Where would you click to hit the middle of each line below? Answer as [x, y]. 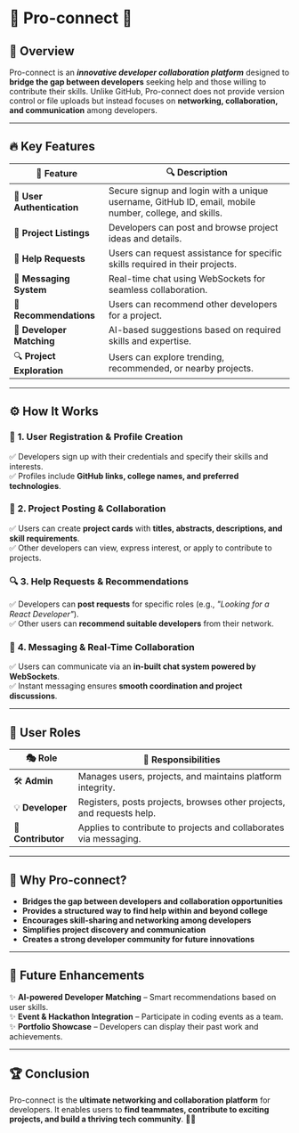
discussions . [33, 696]
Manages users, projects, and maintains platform [180, 777]
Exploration [39, 371]
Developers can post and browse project [193, 227]
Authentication [46, 207]
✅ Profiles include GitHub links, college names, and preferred [124, 476]
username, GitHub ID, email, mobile [182, 201]
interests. [26, 466]
